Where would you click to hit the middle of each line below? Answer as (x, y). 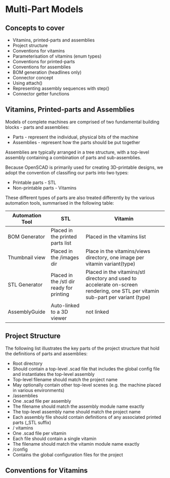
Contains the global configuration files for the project (68, 455)
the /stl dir (63, 281)
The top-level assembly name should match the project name (76, 412)
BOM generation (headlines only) (47, 72)
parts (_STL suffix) (32, 422)
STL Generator (25, 284)
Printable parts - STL (34, 182)
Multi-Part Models (44, 9)
